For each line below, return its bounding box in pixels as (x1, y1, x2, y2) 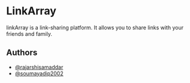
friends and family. (6, 30, 53, 37)
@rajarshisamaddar (14, 63, 64, 70)
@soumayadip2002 (14, 70, 64, 77)
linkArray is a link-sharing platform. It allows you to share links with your (6, 24, 184, 31)
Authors (6, 48, 38, 58)
